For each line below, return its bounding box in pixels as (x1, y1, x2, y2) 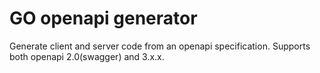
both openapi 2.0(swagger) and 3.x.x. (9, 50, 165, 62)
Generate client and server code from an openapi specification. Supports (9, 40, 311, 52)
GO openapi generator (9, 7, 198, 30)
